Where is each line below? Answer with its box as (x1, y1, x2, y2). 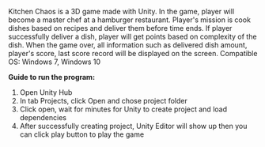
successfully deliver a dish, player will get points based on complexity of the (8, 32, 257, 41)
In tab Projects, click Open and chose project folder (19, 96, 187, 105)
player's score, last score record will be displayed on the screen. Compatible (8, 49, 258, 58)
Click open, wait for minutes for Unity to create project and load (19, 104, 228, 114)
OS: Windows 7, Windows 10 (8, 57, 101, 66)
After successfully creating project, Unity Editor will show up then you (19, 122, 248, 130)
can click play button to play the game (19, 130, 145, 139)
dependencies (19, 113, 67, 122)
